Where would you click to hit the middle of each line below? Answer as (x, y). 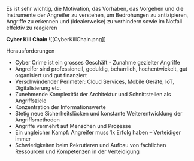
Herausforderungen (31, 51)
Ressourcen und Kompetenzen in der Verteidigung (77, 151)
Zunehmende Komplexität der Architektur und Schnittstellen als (93, 94)
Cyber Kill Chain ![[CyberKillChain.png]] (56, 39)
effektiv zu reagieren (32, 28)
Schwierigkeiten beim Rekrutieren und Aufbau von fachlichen (90, 145)
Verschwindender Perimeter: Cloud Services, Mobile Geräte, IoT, (95, 81)
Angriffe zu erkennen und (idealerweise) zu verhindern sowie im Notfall (94, 21)
